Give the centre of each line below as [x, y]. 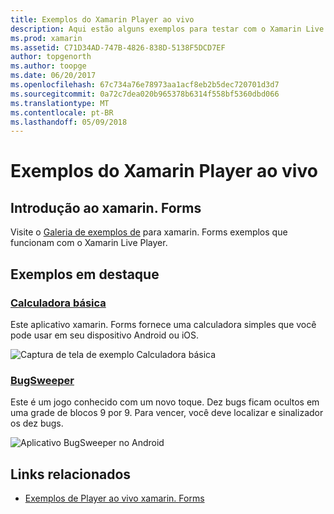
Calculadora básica [58, 303]
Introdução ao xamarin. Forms [106, 207]
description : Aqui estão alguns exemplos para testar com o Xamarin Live [167, 29]
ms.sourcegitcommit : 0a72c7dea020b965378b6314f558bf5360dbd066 [145, 94]
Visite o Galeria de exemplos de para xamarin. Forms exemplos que [149, 232]
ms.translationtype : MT [60, 103]
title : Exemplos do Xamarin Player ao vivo [102, 19]
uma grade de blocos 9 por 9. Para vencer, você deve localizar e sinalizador [167, 413]
